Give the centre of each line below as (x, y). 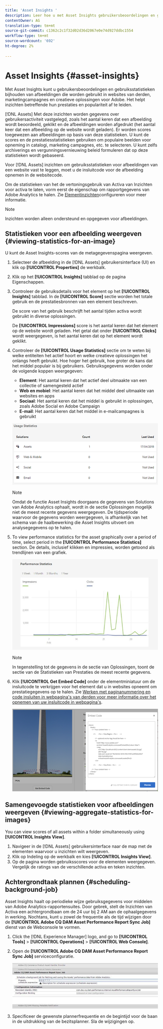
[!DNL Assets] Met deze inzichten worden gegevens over (62, 114)
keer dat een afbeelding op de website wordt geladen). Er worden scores (78, 129)
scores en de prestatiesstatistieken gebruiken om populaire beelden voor (78, 140)
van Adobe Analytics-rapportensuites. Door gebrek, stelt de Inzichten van (79, 906)
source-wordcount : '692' (30, 41)
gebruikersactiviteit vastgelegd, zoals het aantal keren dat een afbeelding (78, 119)
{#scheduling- (108, 882)
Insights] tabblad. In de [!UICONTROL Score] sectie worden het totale (82, 297)
